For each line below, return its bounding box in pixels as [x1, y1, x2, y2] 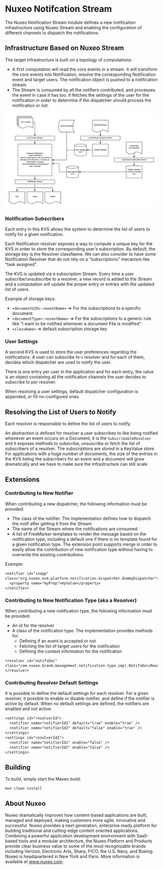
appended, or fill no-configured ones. [5, 394, 80, 400]
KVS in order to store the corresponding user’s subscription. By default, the [5, 246, 156, 252]
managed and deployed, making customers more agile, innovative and [5, 817, 146, 823]
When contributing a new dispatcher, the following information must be [5, 501, 147, 507]
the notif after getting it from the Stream [12, 520, 92, 526]
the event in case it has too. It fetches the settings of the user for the [12, 92, 149, 98]
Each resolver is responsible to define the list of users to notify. [5, 421, 131, 426]
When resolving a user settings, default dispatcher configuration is [5, 389, 138, 394]
